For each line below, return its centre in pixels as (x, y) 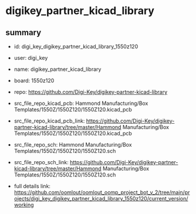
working (24, 205)
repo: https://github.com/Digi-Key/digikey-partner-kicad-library (91, 92)
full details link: (32, 186)
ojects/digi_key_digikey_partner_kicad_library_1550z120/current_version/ (101, 198)
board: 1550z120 (34, 81)
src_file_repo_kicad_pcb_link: (49, 121)
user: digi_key (31, 58)
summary (23, 33)
